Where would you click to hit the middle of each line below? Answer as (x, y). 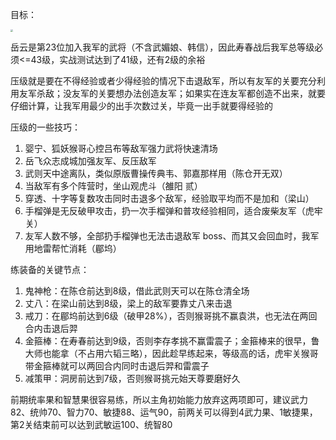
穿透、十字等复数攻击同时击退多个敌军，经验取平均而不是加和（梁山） (169, 198)
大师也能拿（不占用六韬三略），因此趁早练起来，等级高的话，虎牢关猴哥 (171, 353)
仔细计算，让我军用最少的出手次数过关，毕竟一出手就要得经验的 (141, 106)
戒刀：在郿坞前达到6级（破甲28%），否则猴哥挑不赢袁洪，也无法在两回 (171, 316)
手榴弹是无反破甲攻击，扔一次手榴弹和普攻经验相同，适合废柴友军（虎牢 (173, 211)
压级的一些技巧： (45, 127)
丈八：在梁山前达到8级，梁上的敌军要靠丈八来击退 (128, 303)
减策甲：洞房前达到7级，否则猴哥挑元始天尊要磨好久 (132, 378)
